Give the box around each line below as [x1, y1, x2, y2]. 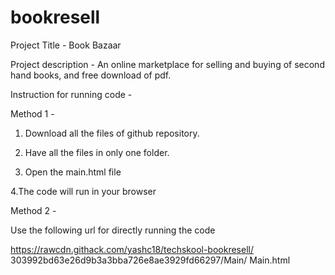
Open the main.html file [24, 166, 122, 178]
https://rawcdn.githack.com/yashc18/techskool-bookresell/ [10, 243, 254, 255]
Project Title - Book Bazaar [10, 39, 122, 51]
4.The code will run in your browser [10, 185, 157, 197]
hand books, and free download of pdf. [10, 69, 172, 81]
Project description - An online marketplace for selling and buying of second [10, 58, 325, 70]
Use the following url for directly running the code [10, 224, 216, 236]
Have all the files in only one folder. [24, 146, 170, 158]
